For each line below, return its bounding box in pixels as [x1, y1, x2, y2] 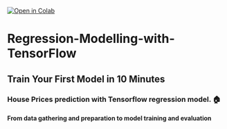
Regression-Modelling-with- [7, 31, 175, 46]
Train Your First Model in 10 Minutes [7, 73, 165, 85]
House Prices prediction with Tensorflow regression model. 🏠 [7, 94, 221, 104]
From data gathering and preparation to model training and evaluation [7, 114, 212, 123]
